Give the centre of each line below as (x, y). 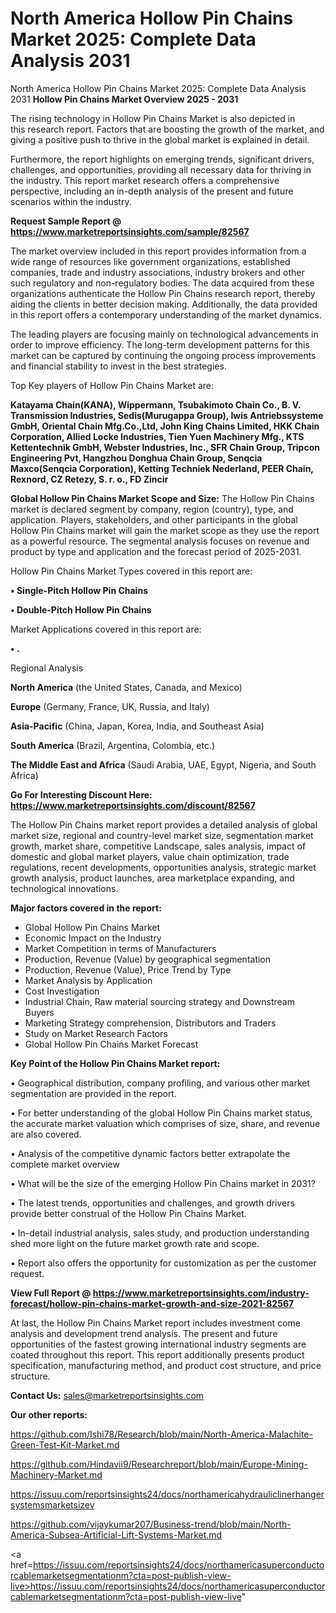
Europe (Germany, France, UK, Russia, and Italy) (110, 706)
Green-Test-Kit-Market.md (65, 1444)
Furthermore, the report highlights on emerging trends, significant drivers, (162, 159)
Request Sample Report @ (66, 221)
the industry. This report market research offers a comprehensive (145, 180)
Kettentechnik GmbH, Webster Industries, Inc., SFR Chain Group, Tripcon (165, 447)
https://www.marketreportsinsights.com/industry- (201, 1293)
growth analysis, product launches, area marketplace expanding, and (152, 878)
